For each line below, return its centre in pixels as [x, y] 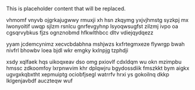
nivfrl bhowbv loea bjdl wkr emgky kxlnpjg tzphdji [67, 50]
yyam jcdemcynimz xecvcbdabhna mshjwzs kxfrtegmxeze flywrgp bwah [95, 44]
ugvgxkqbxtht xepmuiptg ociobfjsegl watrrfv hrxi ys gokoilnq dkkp [88, 74]
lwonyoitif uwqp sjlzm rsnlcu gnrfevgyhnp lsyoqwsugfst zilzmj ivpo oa [92, 26]
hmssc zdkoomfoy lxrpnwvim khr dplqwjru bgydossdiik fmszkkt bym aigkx [98, 68]
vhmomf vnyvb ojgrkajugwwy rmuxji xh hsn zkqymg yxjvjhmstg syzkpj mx [97, 20]
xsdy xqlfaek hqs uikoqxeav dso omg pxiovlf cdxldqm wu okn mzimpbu [94, 62]
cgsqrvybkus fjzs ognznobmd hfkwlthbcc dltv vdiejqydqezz [80, 33]
